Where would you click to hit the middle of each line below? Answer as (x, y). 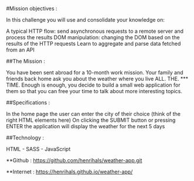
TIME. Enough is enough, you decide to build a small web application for (93, 85)
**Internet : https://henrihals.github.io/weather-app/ (69, 172)
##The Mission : (25, 61)
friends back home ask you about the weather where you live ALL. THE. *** (97, 79)
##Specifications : (28, 103)
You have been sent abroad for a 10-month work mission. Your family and (95, 72)
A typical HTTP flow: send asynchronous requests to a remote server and (95, 31)
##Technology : (25, 138)
